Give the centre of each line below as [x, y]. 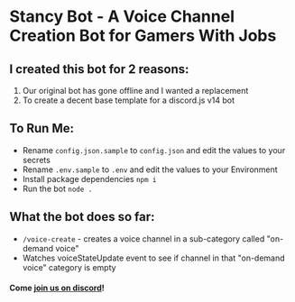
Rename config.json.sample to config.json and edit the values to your [154, 150]
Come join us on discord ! [57, 288]
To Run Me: [42, 128]
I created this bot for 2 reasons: [99, 69]
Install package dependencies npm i [89, 178]
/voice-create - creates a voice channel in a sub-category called [143, 238]
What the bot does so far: [82, 217]
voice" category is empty [69, 267]
